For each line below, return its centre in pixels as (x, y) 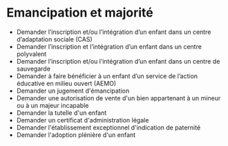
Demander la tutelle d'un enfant (61, 113)
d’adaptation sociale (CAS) (54, 39)
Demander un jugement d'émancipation (73, 91)
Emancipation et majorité (80, 13)
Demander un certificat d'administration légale (83, 120)
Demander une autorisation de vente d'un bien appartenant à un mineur (118, 98)
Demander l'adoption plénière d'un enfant (76, 135)
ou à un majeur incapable (53, 105)
